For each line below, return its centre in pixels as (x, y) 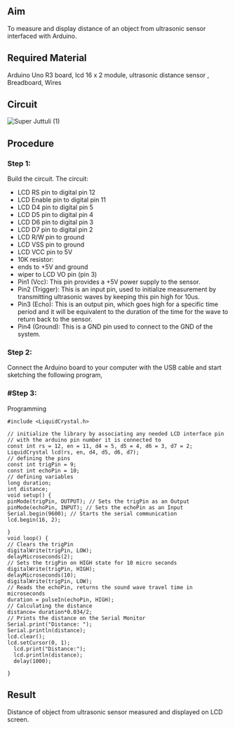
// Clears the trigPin (40, 544)
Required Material (47, 58)
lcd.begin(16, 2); (34, 520)
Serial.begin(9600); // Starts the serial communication (92, 513)
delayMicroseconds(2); (40, 557)
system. (29, 334)
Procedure (31, 143)
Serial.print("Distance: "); (50, 624)
